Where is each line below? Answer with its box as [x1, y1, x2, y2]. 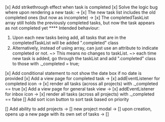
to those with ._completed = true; [12, 61, 80, 66]
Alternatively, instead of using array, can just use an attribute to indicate [12, 45, 159, 51]
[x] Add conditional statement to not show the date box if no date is [5, 70, 142, 76]
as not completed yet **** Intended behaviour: [5, 25, 100, 31]
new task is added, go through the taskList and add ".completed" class [12, 56, 156, 61]
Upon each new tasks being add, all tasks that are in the [12, 34, 127, 40]
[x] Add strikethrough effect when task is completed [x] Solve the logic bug [5, 4, 158, 10]
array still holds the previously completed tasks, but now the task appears [5, 20, 155, 26]
